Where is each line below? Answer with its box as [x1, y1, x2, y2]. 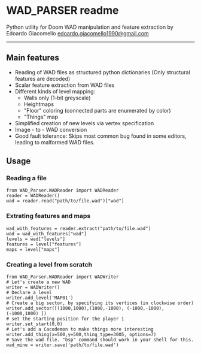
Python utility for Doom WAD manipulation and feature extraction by [6, 23, 173, 31]
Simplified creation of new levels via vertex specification [14, 119, 154, 126]
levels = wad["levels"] [6, 236, 66, 242]
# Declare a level [6, 290, 52, 296]
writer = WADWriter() [6, 285, 60, 291]
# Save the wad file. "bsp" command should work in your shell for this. [6, 337, 194, 343]
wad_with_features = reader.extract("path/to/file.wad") [6, 225, 151, 231]
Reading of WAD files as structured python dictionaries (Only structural [14, 68, 190, 75]
